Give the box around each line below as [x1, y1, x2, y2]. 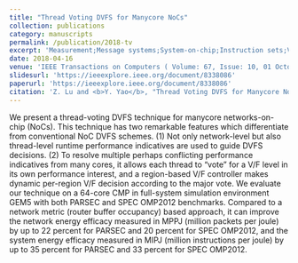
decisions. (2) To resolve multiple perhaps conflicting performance [9, 149, 254, 160]
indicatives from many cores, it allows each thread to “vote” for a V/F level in [9, 159, 288, 170]
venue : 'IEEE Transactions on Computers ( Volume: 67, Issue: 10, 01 [9, 63, 272, 72]
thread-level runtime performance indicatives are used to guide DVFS [9, 139, 263, 151]
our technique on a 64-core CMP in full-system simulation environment [9, 187, 270, 198]
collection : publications [9, 21, 105, 30]
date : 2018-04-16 [9, 54, 74, 63]
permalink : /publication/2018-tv [9, 37, 133, 47]
